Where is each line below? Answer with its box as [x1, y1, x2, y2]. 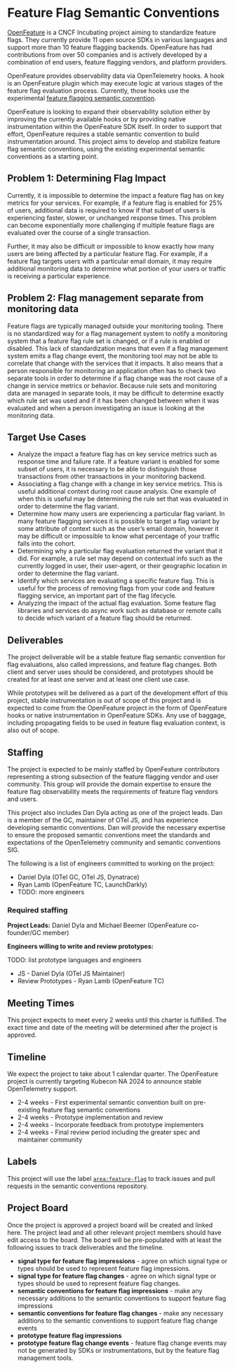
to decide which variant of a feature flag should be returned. [17, 614, 192, 622]
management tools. [17, 1354, 74, 1362]
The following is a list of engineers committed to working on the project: [7, 859, 215, 868]
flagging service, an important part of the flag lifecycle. [17, 591, 177, 600]
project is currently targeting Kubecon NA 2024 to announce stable [7, 1077, 202, 1085]
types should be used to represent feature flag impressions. [17, 1264, 191, 1272]
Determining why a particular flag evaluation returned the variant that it [17, 547, 223, 555]
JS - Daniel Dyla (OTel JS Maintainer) [17, 969, 126, 978]
